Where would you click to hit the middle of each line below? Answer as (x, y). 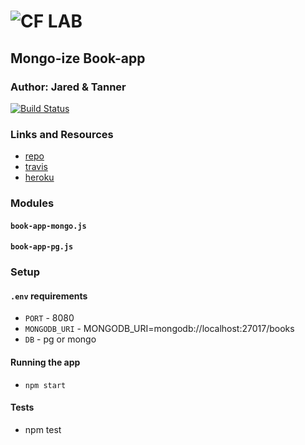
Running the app (45, 362)
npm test (43, 429)
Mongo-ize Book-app (78, 58)
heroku (39, 177)
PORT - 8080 (49, 318)
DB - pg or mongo (60, 339)
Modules (32, 203)
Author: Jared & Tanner (68, 87)
